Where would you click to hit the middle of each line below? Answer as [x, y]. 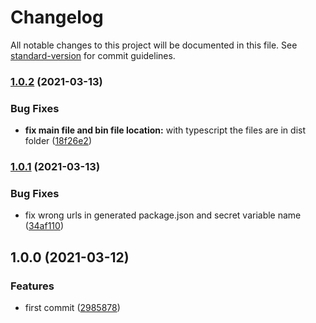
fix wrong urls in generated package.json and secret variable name [163, 215]
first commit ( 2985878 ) [72, 308]
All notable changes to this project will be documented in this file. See [154, 45]
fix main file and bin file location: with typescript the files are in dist [165, 130]
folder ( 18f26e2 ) [58, 141]
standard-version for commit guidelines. [93, 55]
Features [32, 286]
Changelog [57, 17]
